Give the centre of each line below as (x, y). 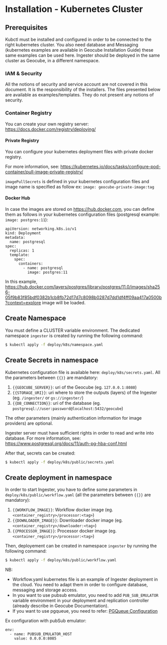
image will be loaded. (64, 303)
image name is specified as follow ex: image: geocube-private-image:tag (80, 186)
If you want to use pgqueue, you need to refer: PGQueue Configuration (85, 611)
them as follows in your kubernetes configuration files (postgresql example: (83, 214)
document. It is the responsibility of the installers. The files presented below (83, 90)
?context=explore (23, 303)
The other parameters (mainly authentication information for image (74, 418)
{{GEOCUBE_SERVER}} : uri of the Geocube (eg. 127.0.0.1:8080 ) (75, 387)
